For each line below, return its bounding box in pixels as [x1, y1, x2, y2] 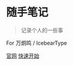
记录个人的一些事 [20, 26, 63, 34]
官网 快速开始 [6, 52, 39, 59]
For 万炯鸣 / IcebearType [6, 39, 68, 46]
